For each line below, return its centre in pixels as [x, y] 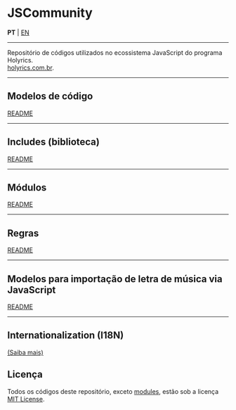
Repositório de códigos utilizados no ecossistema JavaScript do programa [115, 52]
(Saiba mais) [25, 352]
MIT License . [26, 399]
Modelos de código [50, 96]
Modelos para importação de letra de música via [115, 279]
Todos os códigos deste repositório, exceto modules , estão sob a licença [113, 391]
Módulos [27, 187]
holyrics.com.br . [31, 68]
